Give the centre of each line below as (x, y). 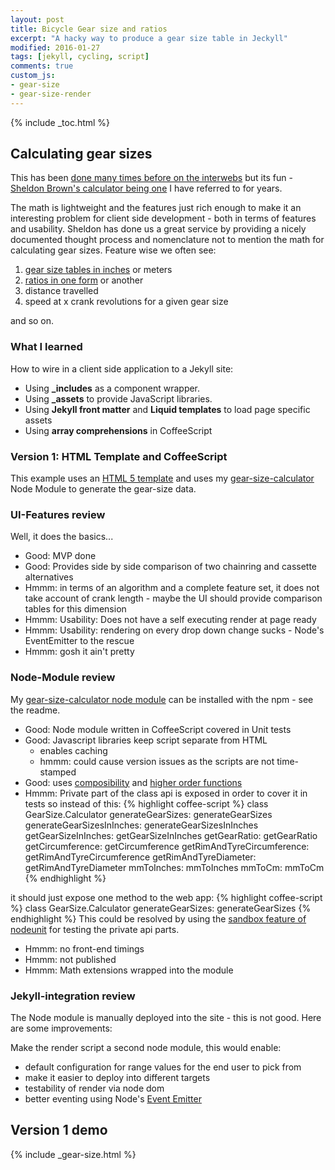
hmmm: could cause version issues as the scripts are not (157, 761)
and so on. (32, 321)
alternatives (49, 577)
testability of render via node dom (94, 1088)
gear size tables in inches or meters (98, 270)
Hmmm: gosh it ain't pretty (79, 652)
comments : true (42, 66)
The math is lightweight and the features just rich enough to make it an (156, 208)
